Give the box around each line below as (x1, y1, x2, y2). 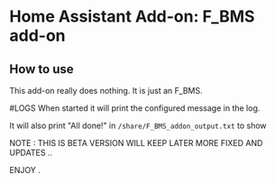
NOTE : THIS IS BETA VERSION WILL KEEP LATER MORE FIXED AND (9, 138, 263, 148)
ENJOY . (9, 165, 41, 175)
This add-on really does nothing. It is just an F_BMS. (9, 86, 203, 96)
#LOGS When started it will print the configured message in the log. (9, 103, 261, 114)
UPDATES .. (9, 147, 52, 158)
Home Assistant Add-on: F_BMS (9, 6, 255, 27)
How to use (9, 61, 74, 77)
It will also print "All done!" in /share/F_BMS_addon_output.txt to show (9, 120, 268, 131)
